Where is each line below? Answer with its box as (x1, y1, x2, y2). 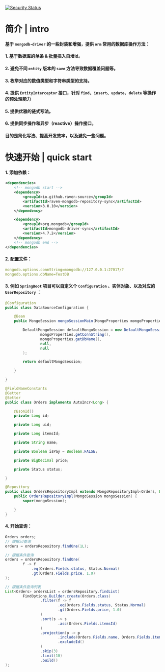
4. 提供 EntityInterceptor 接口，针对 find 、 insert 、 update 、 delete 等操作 (5, 90, 156, 96)
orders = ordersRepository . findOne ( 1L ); (5, 544, 89, 549)
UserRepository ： (5, 289, 42, 295)
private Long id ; (14, 413, 50, 418)
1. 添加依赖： (5, 169, 31, 175)
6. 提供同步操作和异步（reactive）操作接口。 (5, 120, 96, 126)
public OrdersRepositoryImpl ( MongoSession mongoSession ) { (14, 494, 137, 499)
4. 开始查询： (5, 523, 32, 529)
